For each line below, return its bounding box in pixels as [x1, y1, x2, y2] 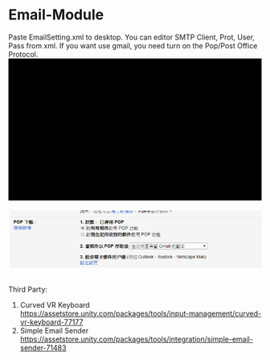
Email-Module [8, 6, 104, 24]
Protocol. [8, 49, 39, 59]
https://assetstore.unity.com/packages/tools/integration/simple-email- [19, 334, 253, 344]
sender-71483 [19, 342, 67, 352]
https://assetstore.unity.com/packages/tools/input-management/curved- [19, 308, 262, 318]
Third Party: [8, 284, 48, 294]
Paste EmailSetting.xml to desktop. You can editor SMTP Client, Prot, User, [8, 32, 256, 42]
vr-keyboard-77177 [19, 317, 84, 327]
